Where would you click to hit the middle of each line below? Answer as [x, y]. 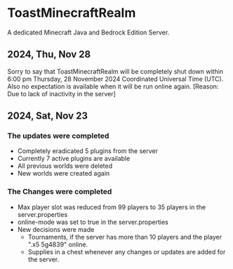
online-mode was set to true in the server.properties [93, 222]
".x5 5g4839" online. [58, 244]
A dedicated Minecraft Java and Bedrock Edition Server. [88, 32]
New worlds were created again [64, 173]
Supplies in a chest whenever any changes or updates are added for [127, 251]
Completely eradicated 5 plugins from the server [87, 151]
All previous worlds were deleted [65, 166]
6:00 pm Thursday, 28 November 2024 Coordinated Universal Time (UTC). [115, 79]
